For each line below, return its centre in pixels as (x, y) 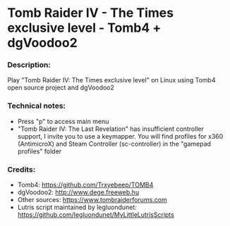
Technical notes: (36, 106)
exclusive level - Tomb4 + (84, 28)
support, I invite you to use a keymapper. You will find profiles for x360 (120, 136)
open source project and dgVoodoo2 (61, 88)
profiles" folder (40, 151)
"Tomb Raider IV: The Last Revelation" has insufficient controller (111, 129)
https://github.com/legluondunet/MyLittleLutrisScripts (96, 215)
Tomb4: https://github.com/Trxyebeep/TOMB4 (85, 185)
